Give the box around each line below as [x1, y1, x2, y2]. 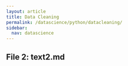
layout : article [6, 8, 46, 15]
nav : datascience [11, 30, 54, 36]
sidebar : [6, 25, 28, 31]
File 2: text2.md [6, 52, 65, 62]
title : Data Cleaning [6, 14, 60, 20]
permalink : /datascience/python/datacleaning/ [6, 19, 123, 25]
